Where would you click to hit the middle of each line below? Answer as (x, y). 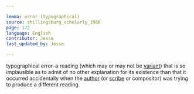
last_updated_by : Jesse (35, 44)
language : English (28, 33)
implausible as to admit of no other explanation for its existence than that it (96, 72)
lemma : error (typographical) (43, 16)
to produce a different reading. (43, 85)
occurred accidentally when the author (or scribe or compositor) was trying (97, 78)
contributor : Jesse (30, 39)
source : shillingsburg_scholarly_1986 (53, 22)
